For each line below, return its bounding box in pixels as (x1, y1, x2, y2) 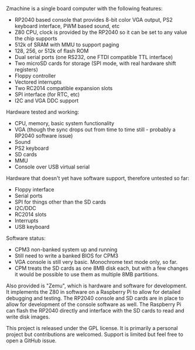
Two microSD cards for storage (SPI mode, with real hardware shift (14, 60, 176, 67)
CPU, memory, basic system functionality (14, 120, 115, 126)
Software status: (6, 235, 46, 242)
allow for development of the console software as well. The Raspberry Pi (6, 301, 182, 308)
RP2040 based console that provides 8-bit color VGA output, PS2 (14, 16, 173, 23)
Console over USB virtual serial (14, 163, 90, 170)
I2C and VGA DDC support (14, 97, 79, 104)
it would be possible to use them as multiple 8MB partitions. (14, 271, 159, 277)
